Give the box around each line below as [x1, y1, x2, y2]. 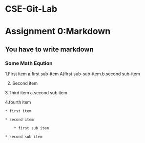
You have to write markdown [5, 45, 94, 53]
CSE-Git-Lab [5, 3, 58, 15]
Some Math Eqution [5, 60, 53, 66]
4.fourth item [5, 99, 31, 105]
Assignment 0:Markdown [5, 26, 111, 37]
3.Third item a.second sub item [5, 90, 67, 96]
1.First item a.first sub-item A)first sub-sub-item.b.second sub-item [5, 71, 140, 77]
